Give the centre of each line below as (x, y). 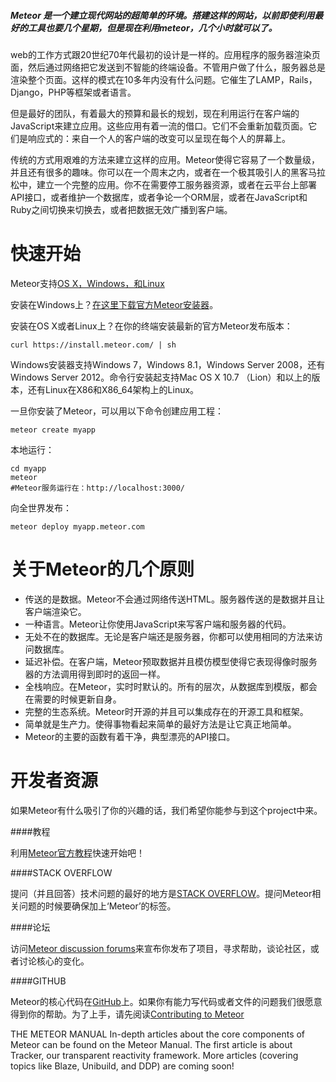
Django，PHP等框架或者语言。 (73, 92)
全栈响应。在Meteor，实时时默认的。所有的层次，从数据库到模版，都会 (171, 686)
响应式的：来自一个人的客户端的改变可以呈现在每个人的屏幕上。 (159, 138)
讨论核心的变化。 (54, 961)
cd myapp (28, 468)
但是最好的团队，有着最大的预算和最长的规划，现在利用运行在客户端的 (155, 113)
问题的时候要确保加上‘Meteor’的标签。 (97, 906)
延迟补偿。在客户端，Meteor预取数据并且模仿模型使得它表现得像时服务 (171, 661)
